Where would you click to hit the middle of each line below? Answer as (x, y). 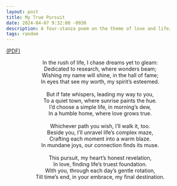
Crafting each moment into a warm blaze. (100, 139)
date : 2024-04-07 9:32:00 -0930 (46, 23)
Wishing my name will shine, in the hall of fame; (100, 75)
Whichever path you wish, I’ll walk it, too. (100, 126)
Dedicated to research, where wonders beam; (100, 69)
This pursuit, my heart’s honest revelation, (100, 158)
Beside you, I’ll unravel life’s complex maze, (100, 133)
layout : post (22, 12)
